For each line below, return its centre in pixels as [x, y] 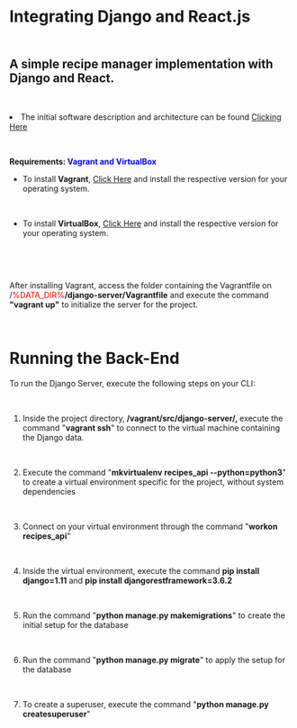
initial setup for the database [75, 624]
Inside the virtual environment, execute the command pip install [141, 570]
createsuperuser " [56, 714]
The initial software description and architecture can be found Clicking [151, 117]
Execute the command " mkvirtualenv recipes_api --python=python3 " [154, 472]
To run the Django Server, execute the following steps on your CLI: [133, 383]
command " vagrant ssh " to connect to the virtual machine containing [151, 428]
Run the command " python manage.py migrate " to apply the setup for [154, 660]
